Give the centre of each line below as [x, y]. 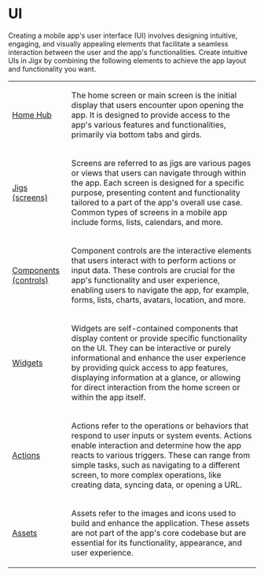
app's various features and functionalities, [148, 124]
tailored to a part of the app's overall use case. [157, 202]
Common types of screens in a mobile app [149, 212]
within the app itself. [108, 397]
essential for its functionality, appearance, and [156, 542]
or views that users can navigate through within [159, 172]
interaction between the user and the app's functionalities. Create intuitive [128, 52]
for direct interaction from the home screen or [156, 387]
